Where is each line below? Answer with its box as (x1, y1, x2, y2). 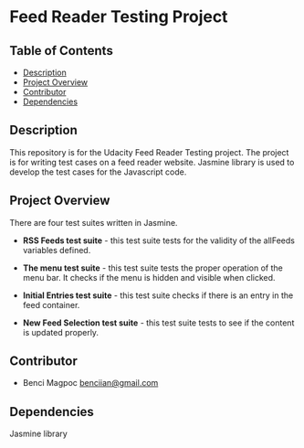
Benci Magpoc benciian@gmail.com (22, 378, 159, 389)
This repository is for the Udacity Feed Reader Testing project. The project (9, 146, 289, 157)
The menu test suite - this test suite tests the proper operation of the (22, 262, 283, 273)
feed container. (22, 299, 80, 310)
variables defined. (22, 244, 91, 255)
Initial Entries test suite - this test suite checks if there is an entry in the (22, 290, 294, 301)
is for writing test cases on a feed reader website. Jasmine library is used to (9, 156, 295, 167)
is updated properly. (22, 326, 99, 337)
